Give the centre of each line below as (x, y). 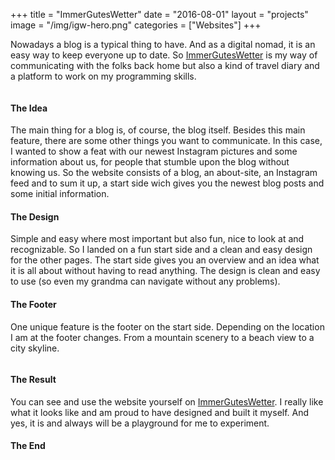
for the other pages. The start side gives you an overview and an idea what (165, 260)
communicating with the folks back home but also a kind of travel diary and (165, 65)
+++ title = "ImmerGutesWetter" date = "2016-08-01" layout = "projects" (159, 14)
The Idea (29, 108)
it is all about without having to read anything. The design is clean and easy (165, 271)
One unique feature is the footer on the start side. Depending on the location (167, 326)
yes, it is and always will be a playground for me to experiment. (140, 423)
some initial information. (60, 194)
